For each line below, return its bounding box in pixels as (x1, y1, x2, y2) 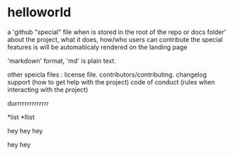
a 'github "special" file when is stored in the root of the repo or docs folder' (7, 28, 227, 36)
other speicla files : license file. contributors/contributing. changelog (7, 70, 208, 79)
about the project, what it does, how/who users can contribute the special (7, 35, 223, 43)
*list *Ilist (7, 113, 35, 121)
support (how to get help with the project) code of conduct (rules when (7, 77, 215, 86)
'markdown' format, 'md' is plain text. (7, 56, 117, 65)
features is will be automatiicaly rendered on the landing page (7, 43, 188, 51)
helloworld (7, 4, 72, 21)
